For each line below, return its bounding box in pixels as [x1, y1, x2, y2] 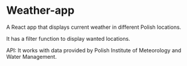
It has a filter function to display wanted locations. [6, 35, 131, 42]
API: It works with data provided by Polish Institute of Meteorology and [6, 46, 182, 54]
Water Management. [6, 53, 57, 60]
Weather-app [6, 4, 75, 17]
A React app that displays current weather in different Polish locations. [6, 23, 182, 31]
